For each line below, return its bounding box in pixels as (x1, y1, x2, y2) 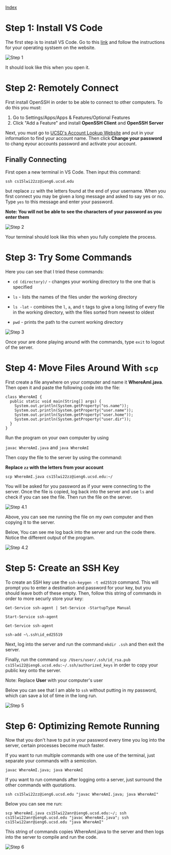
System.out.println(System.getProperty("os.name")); (14, 403, 129, 408)
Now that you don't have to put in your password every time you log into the (5, 737, 165, 743)
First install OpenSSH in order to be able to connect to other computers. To (5, 99, 163, 105)
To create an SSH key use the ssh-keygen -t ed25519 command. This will (5, 579, 159, 585)
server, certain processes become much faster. (5, 743, 105, 749)
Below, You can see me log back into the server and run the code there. (5, 529, 156, 535)
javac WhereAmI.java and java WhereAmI (5, 444, 89, 450)
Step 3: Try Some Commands (5, 251, 132, 263)
